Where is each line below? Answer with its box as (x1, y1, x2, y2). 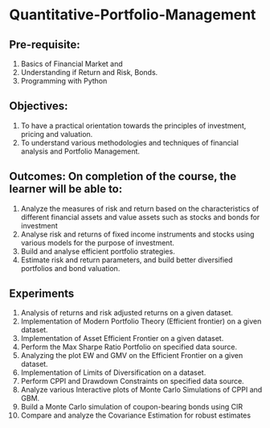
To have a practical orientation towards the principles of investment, (20, 121, 247, 130)
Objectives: (9, 99, 68, 113)
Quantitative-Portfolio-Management (9, 6, 256, 24)
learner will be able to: (9, 183, 123, 196)
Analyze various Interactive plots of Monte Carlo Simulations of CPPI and (20, 385, 263, 395)
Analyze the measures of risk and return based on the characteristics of (20, 204, 260, 213)
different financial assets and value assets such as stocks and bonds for (20, 212, 260, 222)
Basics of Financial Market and (20, 59, 123, 68)
